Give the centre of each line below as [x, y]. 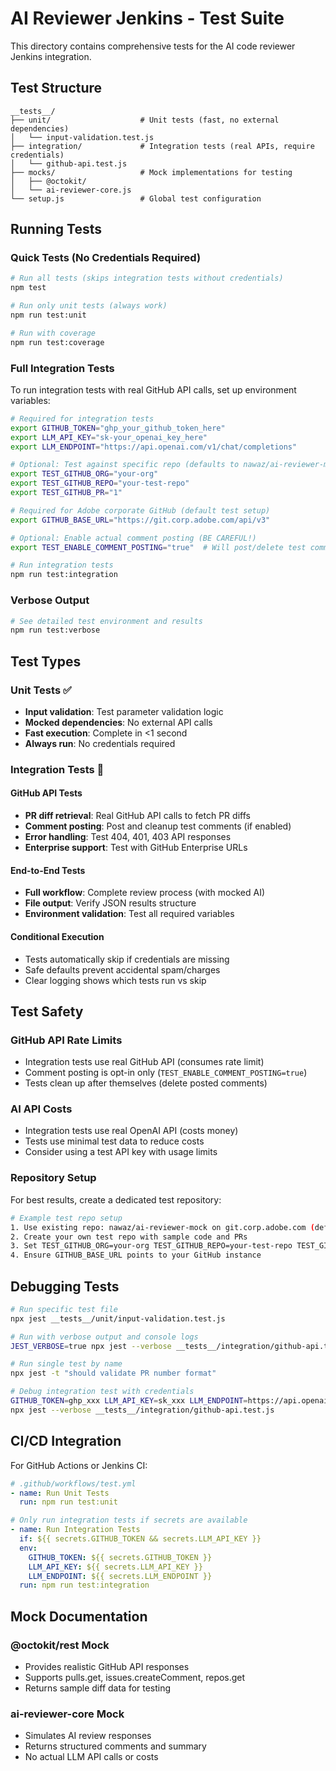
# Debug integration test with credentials [102, 1392]
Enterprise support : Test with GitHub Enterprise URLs [136, 848]
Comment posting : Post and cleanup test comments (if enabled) [158, 826]
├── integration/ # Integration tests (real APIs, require [162, 146]
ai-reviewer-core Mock [67, 1714]
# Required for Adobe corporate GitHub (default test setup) [140, 510]
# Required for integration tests [82, 418]
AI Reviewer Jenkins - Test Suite [147, 18]
